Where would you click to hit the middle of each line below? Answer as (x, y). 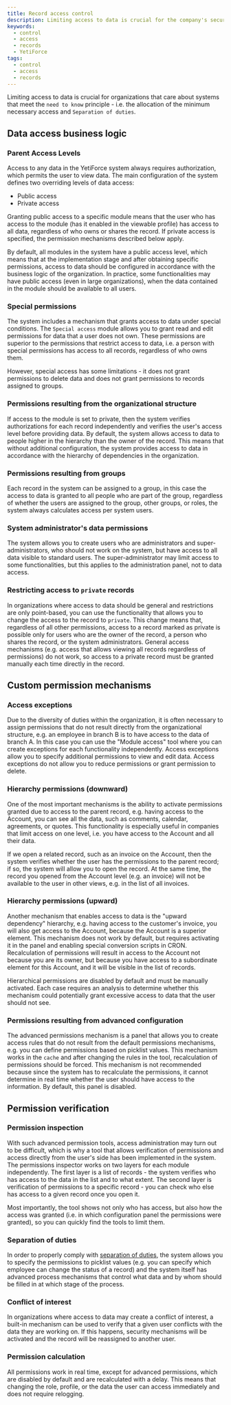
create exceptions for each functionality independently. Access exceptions (113, 749)
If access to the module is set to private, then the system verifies (99, 419)
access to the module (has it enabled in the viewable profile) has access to (113, 224)
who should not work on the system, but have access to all (134, 550)
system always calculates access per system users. (80, 510)
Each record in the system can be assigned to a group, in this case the (107, 488)
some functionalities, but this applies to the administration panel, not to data (114, 565)
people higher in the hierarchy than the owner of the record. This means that (115, 441)
